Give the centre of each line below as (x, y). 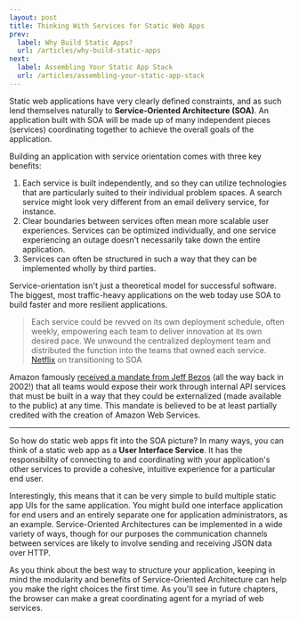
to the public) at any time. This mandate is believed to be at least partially (143, 405)
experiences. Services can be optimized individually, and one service (149, 230)
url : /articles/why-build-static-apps (89, 51)
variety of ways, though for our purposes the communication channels (138, 533)
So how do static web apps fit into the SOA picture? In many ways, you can (147, 440)
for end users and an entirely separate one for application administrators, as (149, 515)
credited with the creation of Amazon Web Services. (105, 415)
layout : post (33, 17)
